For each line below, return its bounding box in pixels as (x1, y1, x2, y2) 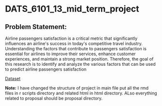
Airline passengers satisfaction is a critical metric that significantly (5, 35, 138, 41)
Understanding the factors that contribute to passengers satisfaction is (5, 46, 147, 51)
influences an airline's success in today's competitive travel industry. (5, 41, 143, 46)
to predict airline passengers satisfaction (5, 66, 87, 72)
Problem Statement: (5, 23, 67, 31)
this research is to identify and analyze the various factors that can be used (5, 61, 156, 67)
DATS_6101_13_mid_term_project (5, 3, 140, 15)
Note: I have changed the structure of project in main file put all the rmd (5, 85, 149, 91)
